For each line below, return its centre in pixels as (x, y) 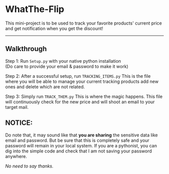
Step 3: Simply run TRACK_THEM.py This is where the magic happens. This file (84, 96)
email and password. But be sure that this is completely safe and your (77, 140)
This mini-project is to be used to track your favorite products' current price (84, 23)
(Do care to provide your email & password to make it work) (67, 66)
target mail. (17, 107)
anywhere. (16, 156)
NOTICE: (19, 123)
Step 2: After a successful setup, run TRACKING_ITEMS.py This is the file (78, 76)
